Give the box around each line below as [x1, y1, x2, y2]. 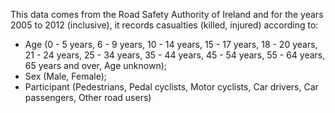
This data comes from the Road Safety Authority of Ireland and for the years [10, 9, 324, 20]
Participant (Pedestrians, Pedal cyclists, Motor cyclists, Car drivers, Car [24, 81, 319, 93]
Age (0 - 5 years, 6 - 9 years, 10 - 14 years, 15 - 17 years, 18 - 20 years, [24, 39, 318, 50]
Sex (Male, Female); [24, 70, 108, 82]
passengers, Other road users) [24, 92, 152, 103]
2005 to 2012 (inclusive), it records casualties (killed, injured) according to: [10, 19, 319, 31]
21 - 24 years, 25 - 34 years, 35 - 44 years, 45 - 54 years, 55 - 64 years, [24, 49, 326, 61]
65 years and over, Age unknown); [24, 60, 168, 71]
